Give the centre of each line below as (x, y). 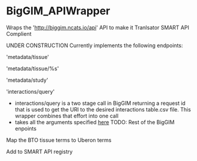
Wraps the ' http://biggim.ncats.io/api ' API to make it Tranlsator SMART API (98, 27)
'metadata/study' (27, 80)
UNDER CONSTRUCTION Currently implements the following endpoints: (95, 45)
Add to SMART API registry (39, 151)
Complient (19, 33)
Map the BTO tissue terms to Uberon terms (59, 140)
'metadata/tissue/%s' (33, 68)
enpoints (26, 128)
